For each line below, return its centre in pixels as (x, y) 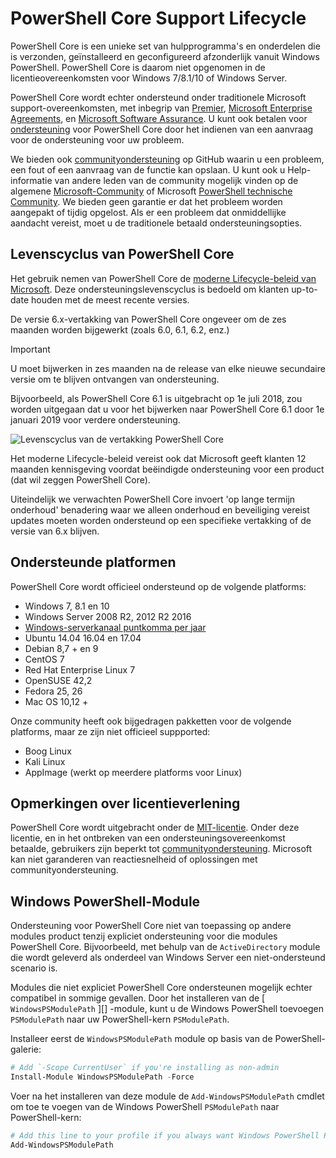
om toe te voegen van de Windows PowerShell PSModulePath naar (145, 1106)
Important (30, 349)
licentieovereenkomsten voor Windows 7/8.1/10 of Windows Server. (149, 78)
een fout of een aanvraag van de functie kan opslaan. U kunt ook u (148, 169)
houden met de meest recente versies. (110, 299)
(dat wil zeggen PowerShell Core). (80, 479)
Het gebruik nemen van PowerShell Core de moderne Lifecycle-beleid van (163, 278)
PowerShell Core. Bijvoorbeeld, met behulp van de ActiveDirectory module (165, 947)
